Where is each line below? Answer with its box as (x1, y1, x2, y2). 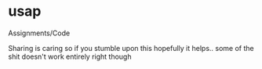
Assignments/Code (8, 28, 71, 38)
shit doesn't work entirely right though (8, 52, 132, 61)
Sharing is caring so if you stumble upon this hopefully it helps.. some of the (8, 43, 254, 53)
